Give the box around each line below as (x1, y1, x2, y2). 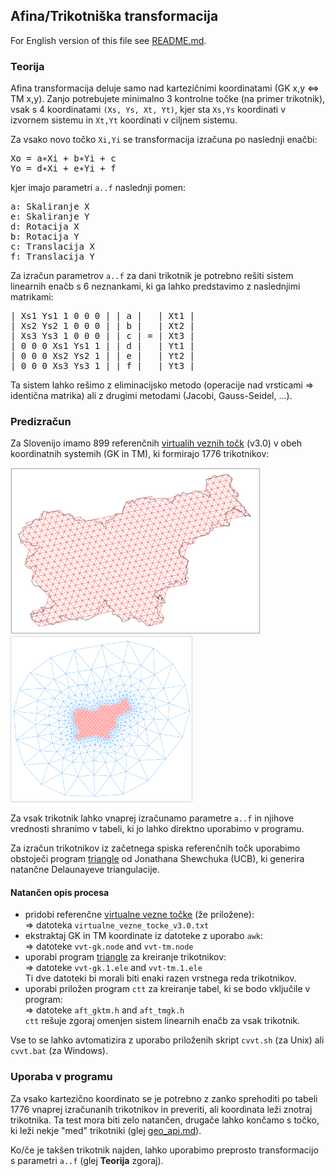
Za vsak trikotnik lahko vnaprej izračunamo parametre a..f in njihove (10, 812, 295, 824)
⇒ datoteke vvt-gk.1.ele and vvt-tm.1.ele (24, 962, 203, 974)
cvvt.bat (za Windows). (10, 1045, 109, 1057)
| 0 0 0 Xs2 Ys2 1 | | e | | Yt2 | (10, 350, 196, 362)
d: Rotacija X (10, 221, 80, 233)
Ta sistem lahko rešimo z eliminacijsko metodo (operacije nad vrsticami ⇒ (10, 379, 315, 391)
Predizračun (10, 415, 72, 429)
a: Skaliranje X (10, 201, 90, 213)
